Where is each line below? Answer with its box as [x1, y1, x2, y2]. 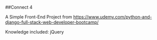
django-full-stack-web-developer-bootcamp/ [5, 19, 99, 25]
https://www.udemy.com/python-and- [73, 14, 152, 19]
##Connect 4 [5, 4, 33, 10]
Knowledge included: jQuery [5, 29, 64, 34]
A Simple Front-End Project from [5, 14, 73, 19]
